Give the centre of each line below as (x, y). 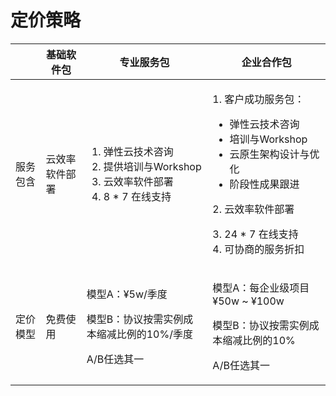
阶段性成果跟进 (264, 184)
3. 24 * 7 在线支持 (255, 234)
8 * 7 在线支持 (137, 196)
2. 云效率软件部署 (253, 209)
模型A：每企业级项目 (261, 288)
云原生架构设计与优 (274, 154)
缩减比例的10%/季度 (144, 334)
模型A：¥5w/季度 (127, 294)
